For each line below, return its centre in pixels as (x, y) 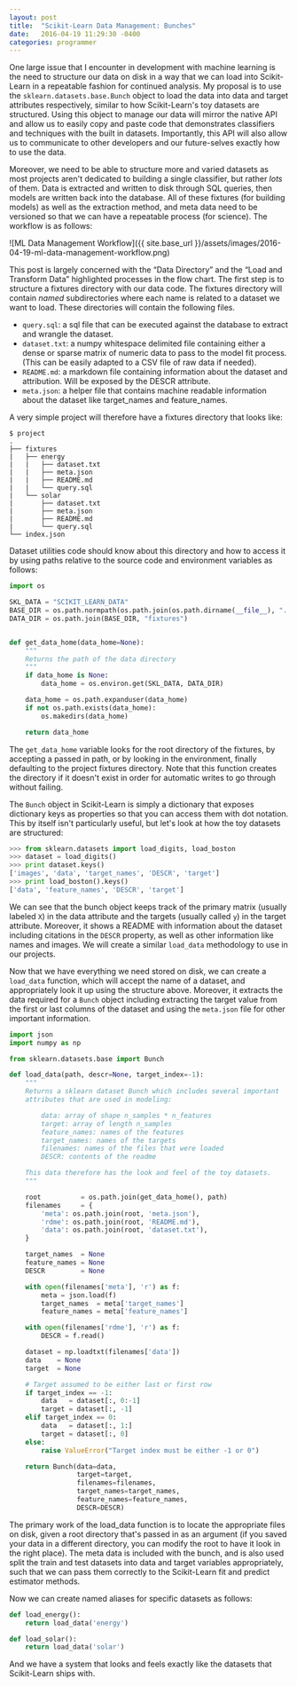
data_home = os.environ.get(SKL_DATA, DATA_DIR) (133, 684)
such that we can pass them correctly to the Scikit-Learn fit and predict (140, 1572)
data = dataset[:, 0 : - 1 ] (91, 1401)
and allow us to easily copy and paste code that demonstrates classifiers (142, 124)
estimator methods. (45, 1581)
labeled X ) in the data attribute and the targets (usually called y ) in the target (148, 916)
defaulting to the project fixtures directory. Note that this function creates (143, 768)
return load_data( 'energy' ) (77, 1623)
